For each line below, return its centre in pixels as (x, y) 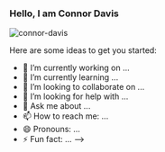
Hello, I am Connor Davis (64, 13)
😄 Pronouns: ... (51, 130)
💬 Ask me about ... (56, 106)
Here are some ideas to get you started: (83, 50)
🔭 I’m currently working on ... (76, 68)
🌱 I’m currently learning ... (70, 77)
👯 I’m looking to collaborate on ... (83, 87)
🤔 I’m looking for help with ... (75, 96)
